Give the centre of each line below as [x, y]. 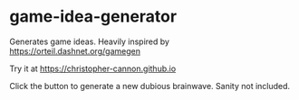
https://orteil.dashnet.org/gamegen [75, 50]
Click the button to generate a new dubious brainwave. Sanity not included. [150, 86]
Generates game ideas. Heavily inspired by [90, 41]
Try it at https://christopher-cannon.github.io [93, 68]
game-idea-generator [93, 17]
